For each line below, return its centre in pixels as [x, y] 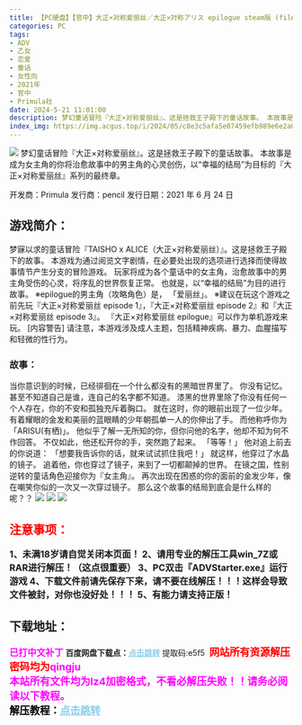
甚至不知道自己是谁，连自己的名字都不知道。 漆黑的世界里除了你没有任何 [144, 398]
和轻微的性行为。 [41, 339]
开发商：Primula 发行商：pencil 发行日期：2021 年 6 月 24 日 [121, 195]
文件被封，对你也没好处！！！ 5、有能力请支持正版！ [121, 595]
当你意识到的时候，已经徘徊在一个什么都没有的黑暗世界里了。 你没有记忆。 [148, 386]
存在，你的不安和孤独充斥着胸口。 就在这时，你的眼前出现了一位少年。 [156, 408]
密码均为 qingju [45, 667]
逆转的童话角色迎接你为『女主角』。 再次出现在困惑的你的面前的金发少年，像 [150, 476]
